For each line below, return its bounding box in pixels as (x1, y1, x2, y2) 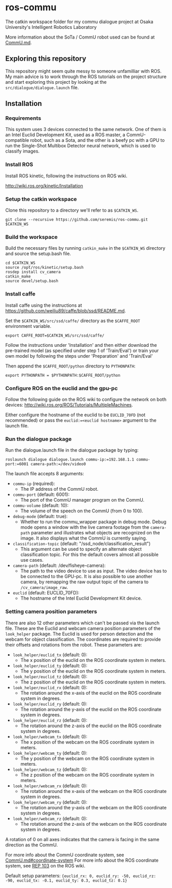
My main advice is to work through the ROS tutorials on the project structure (5, 73, 167, 80)
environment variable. (5, 323, 51, 329)
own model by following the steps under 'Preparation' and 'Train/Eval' (5, 353, 153, 359)
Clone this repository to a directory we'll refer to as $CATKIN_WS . (5, 207, 139, 213)
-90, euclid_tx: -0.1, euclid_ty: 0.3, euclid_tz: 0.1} (5, 878, 127, 883)
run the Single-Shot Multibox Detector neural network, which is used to (5, 143, 156, 149)
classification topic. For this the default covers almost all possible (20, 551, 159, 558)
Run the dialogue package (5, 435, 72, 442)
